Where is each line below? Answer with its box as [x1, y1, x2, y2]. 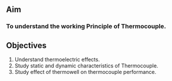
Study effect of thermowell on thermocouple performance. [14, 69, 157, 76]
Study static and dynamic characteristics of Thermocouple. [14, 62, 158, 69]
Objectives [6, 41, 47, 50]
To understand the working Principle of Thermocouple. [6, 22, 166, 31]
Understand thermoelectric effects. [14, 56, 100, 63]
